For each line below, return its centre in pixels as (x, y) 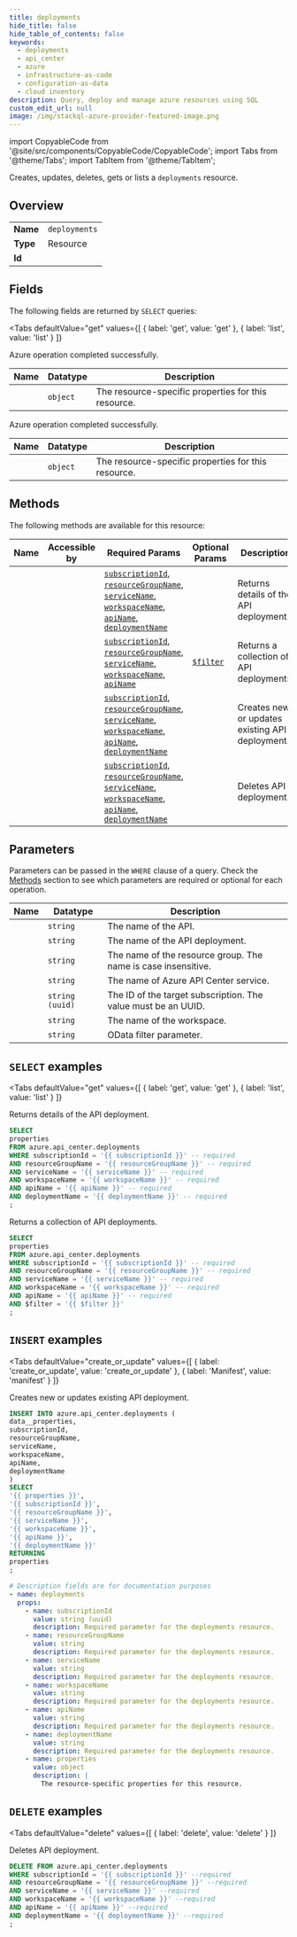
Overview (37, 205)
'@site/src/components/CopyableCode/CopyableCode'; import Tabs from (144, 151)
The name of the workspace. (167, 1020)
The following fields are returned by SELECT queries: (103, 310)
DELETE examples (56, 1812)
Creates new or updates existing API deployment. (99, 1397)
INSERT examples (56, 1340)
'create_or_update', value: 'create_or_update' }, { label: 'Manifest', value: (140, 1371)
